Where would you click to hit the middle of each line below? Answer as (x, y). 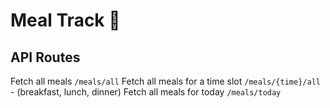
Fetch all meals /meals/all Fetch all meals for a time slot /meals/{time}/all (165, 81)
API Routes (45, 57)
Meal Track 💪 (65, 20)
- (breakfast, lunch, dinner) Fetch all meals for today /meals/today (146, 92)
